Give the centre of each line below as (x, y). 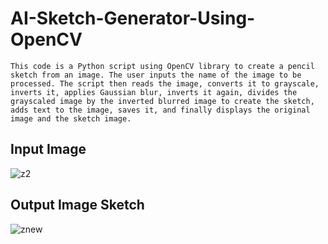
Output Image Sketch (77, 205)
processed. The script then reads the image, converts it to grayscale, (165, 83)
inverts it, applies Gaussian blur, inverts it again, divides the (154, 92)
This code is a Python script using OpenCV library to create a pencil (162, 66)
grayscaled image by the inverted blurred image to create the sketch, (162, 101)
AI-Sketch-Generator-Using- (133, 18)
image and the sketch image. (71, 118)
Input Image (48, 149)
